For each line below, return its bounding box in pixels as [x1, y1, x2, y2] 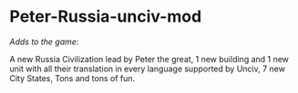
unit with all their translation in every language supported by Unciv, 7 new [9, 63, 285, 74]
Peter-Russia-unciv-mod [9, 6, 202, 27]
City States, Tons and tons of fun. [9, 72, 136, 83]
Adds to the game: [9, 36, 79, 47]
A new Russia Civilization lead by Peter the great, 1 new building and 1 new [9, 53, 290, 64]
